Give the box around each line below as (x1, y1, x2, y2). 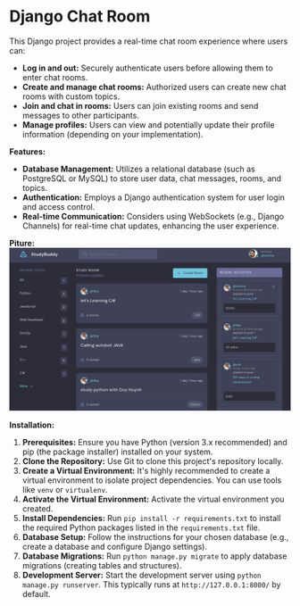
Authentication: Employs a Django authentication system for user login (21, 192, 286, 203)
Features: (9, 145, 46, 157)
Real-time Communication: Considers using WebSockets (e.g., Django (21, 211, 284, 221)
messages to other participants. (21, 110, 140, 120)
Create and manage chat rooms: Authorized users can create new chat (21, 81, 287, 92)
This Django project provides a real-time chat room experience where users (9, 36, 288, 46)
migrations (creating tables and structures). (21, 560, 182, 570)
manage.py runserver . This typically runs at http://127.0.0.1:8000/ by (21, 578, 281, 590)
